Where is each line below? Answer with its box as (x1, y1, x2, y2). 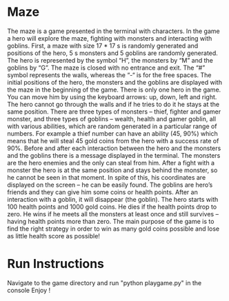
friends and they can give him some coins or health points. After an (7, 187, 198, 196)
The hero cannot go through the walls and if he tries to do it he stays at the (7, 100, 220, 108)
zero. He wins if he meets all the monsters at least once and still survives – (7, 209, 219, 218)
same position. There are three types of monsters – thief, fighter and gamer (7, 107, 221, 116)
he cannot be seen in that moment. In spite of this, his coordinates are (7, 173, 206, 181)
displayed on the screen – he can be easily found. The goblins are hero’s (7, 180, 213, 189)
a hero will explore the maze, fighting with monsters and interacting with (7, 34, 212, 42)
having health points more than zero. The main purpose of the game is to (7, 217, 215, 225)
